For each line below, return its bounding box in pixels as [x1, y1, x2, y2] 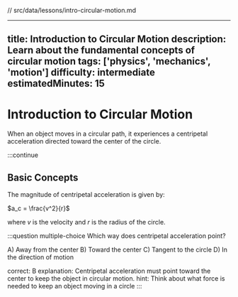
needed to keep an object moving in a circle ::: [7, 282, 142, 291]
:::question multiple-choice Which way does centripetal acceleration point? [7, 232, 226, 240]
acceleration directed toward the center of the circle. [7, 137, 161, 146]
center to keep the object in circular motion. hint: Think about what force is [7, 274, 225, 283]
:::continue [7, 151, 39, 159]
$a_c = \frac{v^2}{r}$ [7, 204, 70, 212]
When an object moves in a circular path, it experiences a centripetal [7, 129, 208, 138]
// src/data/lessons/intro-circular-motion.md [7, 6, 137, 14]
